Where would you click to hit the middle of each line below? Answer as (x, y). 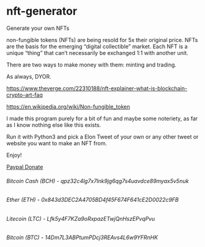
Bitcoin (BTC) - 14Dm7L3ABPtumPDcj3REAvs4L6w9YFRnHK (82, 238)
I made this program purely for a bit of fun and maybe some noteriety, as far (102, 118)
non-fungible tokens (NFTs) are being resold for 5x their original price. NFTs (102, 40)
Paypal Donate (25, 166)
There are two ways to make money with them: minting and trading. (91, 65)
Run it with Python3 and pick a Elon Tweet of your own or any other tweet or (102, 137)
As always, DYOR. (29, 76)
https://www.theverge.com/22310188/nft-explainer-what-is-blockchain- (97, 88)
